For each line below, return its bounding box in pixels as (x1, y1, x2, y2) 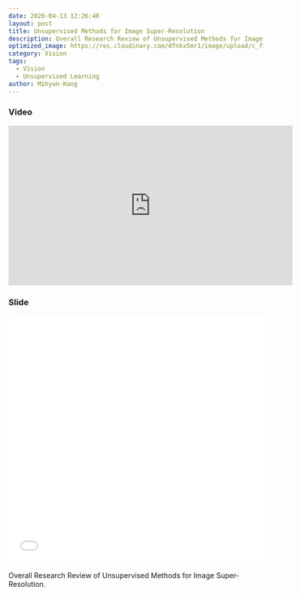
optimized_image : (8, 42, 67, 50)
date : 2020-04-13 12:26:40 (8, 11, 100, 20)
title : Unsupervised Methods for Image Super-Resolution (8, 27, 205, 35)
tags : (8, 58, 27, 66)
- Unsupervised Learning (15, 72, 100, 80)
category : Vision (8, 50, 67, 58)
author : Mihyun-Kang (8, 80, 79, 88)
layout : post (8, 19, 53, 28)
